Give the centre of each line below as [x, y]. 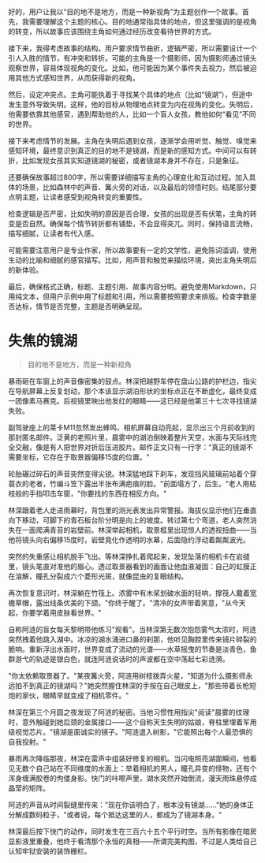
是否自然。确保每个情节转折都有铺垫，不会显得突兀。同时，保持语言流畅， [136, 223]
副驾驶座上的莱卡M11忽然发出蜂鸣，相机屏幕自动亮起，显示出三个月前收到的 [132, 427]
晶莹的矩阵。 [29, 788]
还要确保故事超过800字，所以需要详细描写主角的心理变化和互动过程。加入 [129, 177]
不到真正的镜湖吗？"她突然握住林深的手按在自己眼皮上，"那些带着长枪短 [139, 685]
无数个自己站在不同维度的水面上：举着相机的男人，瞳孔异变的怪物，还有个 [136, 768]
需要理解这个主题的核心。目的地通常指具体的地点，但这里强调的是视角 [143, 22]
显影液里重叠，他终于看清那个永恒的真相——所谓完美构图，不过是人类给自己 [132, 841]
